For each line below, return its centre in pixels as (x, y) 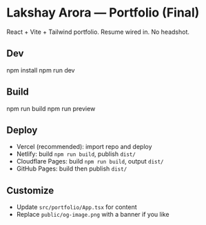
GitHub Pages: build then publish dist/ (72, 169)
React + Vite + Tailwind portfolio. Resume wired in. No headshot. (98, 32)
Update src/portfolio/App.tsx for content (76, 207)
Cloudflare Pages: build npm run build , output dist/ (90, 162)
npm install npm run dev (41, 70)
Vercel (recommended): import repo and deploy (84, 147)
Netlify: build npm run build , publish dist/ (76, 154)
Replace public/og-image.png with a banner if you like (93, 215)
